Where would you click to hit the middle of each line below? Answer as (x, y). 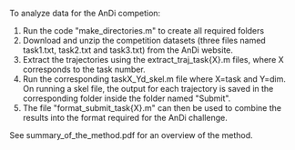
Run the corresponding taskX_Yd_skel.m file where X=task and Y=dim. (154, 79)
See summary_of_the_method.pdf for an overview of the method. (131, 135)
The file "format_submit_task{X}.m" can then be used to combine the (152, 108)
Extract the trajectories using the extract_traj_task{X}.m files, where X (153, 60)
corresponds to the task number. (84, 69)
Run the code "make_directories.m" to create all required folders (143, 30)
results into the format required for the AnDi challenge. (125, 118)
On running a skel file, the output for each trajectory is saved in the (148, 89)
